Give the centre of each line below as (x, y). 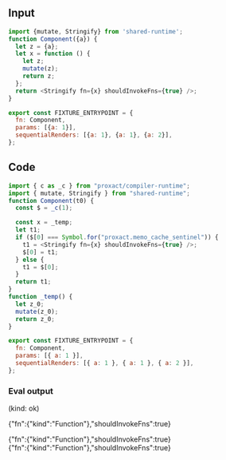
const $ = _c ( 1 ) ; (44, 208)
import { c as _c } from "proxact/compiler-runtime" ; (99, 186)
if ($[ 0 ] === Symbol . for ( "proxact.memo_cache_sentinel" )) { (117, 237)
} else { (30, 260)
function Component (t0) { (51, 200)
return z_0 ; (35, 319)
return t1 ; (33, 282)
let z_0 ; (30, 304)
